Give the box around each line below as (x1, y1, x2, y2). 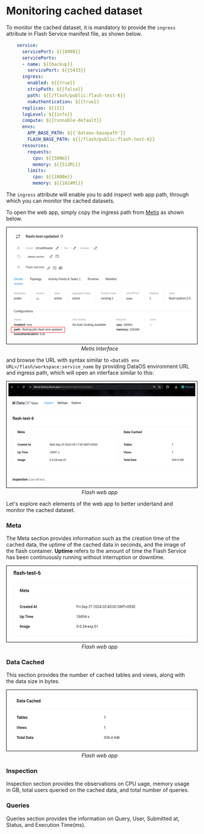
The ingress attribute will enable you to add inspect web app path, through (6, 191, 189, 198)
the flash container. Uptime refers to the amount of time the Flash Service (6, 548, 187, 555)
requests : (27, 149, 52, 155)
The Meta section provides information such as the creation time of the (6, 535, 180, 542)
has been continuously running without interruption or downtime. (6, 554, 165, 561)
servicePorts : (21, 55, 58, 61)
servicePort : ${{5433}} (27, 67, 86, 74)
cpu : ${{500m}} (32, 155, 70, 161)
